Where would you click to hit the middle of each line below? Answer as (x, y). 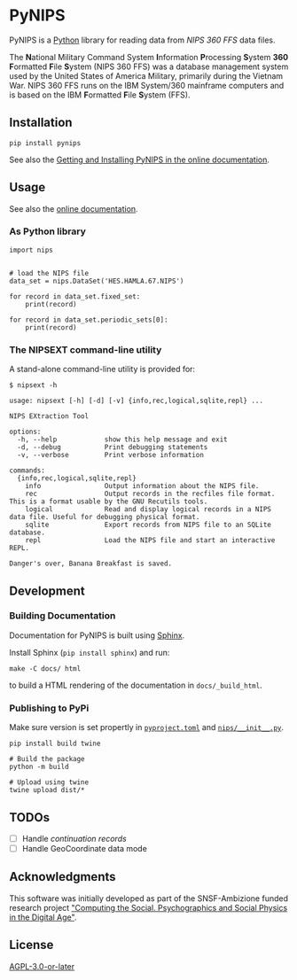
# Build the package (47, 759)
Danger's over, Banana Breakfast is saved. (91, 564)
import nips (31, 250)
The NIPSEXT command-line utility (86, 349)
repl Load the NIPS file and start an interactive (150, 541)
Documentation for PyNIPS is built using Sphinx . (97, 635)
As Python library (47, 231)
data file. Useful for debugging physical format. (105, 517)
